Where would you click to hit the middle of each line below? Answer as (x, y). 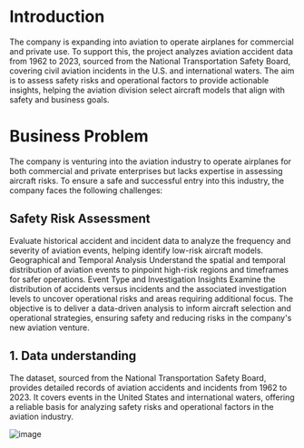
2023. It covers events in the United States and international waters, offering (152, 397)
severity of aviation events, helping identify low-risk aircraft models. (137, 250)
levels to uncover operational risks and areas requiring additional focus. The (152, 298)
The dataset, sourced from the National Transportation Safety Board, (138, 377)
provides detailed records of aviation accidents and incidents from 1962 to (148, 387)
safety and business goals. (60, 99)
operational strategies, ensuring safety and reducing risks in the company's (151, 317)
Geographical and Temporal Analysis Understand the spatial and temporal (147, 259)
